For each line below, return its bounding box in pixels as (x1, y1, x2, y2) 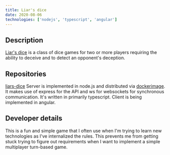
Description (5, 36, 43, 44)
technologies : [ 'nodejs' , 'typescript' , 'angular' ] (5, 17, 117, 22)
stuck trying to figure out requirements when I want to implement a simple (5, 138, 160, 144)
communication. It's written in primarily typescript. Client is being (5, 94, 142, 100)
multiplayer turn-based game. (5, 144, 68, 150)
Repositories (5, 69, 47, 78)
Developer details (5, 114, 63, 123)
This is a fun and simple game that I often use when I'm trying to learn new (5, 127, 162, 134)
